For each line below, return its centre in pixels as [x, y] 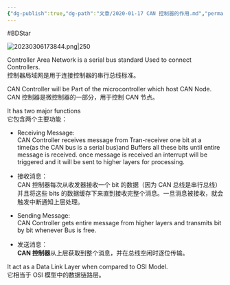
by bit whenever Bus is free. [57, 230]
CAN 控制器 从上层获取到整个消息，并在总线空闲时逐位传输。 [103, 253]
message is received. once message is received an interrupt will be [112, 155]
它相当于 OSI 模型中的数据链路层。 [56, 275]
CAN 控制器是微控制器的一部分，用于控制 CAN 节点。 [83, 97]
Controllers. [24, 67]
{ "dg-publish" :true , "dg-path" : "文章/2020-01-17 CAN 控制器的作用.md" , [106, 13]
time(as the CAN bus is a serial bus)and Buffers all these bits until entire [118, 147]
